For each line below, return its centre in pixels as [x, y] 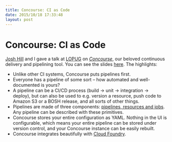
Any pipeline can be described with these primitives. [68, 112]
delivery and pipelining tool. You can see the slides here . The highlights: [81, 64]
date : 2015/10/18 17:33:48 [34, 15]
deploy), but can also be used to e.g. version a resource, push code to [87, 96]
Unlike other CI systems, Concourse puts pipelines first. [72, 74]
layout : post [19, 19]
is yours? [50, 85]
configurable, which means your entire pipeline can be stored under [84, 123]
